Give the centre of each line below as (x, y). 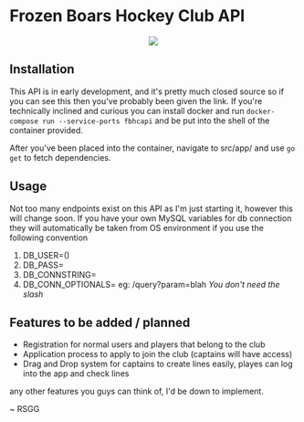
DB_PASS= (43, 265)
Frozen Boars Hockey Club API (127, 16)
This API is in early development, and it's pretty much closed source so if (147, 91)
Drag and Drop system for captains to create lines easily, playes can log (158, 364)
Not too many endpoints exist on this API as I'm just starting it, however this (152, 208)
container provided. (47, 130)
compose (24, 121)
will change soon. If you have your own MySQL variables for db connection (151, 218)
